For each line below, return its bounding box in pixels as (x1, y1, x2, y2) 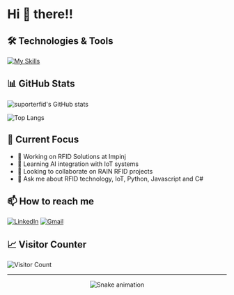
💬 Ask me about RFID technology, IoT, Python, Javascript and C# (17, 174, 204, 183)
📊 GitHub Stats (7, 78, 75, 90)
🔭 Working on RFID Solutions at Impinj (17, 152, 127, 160)
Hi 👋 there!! (7, 6, 73, 22)
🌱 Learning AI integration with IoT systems (17, 160, 139, 168)
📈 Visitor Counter (7, 239, 87, 250)
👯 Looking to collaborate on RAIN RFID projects (17, 167, 153, 175)
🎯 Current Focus (7, 134, 79, 146)
